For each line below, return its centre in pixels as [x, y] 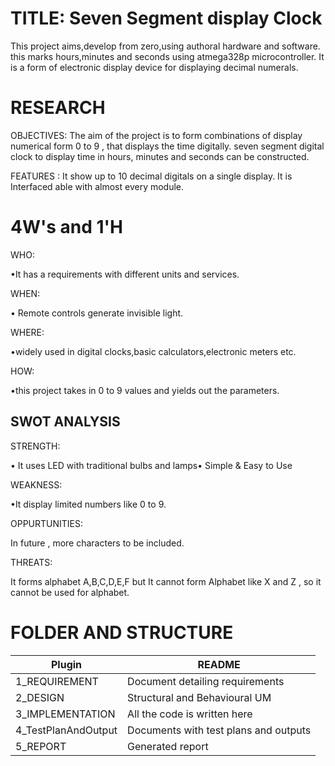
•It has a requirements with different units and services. [125, 274]
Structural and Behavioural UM [199, 697]
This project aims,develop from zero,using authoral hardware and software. [165, 46]
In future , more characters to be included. [97, 543]
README [219, 664]
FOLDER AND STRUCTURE [122, 632]
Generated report [168, 746]
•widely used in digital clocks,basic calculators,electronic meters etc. [153, 351]
